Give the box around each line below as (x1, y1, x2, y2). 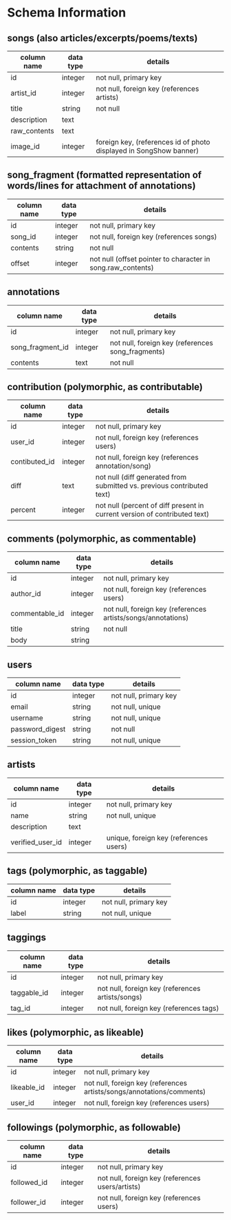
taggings (7, 932, 47, 943)
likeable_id (10, 1082, 45, 1092)
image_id (10, 142, 40, 151)
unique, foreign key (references (106, 833, 208, 842)
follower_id (10, 1197, 46, 1207)
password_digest (10, 725, 66, 734)
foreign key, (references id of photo (96, 138, 211, 147)
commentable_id (10, 609, 65, 619)
